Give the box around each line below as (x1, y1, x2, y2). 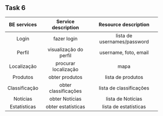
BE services (9, 21, 37, 28)
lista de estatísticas (102, 103, 147, 110)
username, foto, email (99, 49, 149, 56)
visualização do (48, 46, 83, 52)
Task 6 (5, 4, 26, 12)
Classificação (7, 84, 39, 91)
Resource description (98, 21, 149, 28)
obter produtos (48, 74, 82, 80)
